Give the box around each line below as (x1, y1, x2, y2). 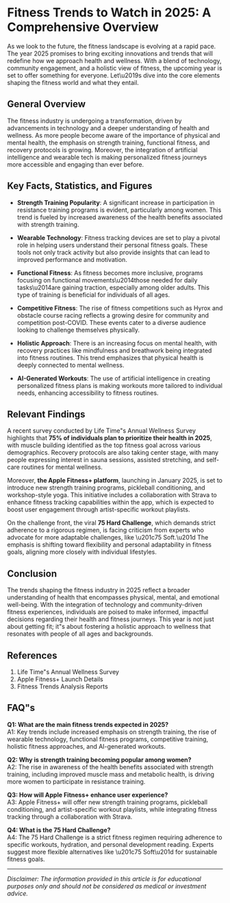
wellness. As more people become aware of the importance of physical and (7, 131, 220, 139)
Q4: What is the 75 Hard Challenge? (7, 826, 111, 834)
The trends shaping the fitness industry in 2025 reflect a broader (7, 586, 190, 594)
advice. (7, 889, 29, 898)
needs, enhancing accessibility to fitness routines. (16, 389, 159, 397)
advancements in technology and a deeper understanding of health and (7, 123, 210, 132)
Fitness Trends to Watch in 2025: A (7, 5, 212, 21)
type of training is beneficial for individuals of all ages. (16, 290, 170, 299)
